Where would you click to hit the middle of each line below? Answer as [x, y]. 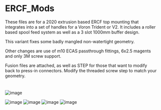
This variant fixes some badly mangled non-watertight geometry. [70, 41]
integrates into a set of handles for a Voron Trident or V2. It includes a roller [80, 27]
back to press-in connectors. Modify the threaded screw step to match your [81, 70]
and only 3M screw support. [33, 56]
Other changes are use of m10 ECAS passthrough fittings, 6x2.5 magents [78, 51]
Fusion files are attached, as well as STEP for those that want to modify [76, 65]
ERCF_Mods [30, 8]
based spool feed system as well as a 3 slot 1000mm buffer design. [72, 32]
